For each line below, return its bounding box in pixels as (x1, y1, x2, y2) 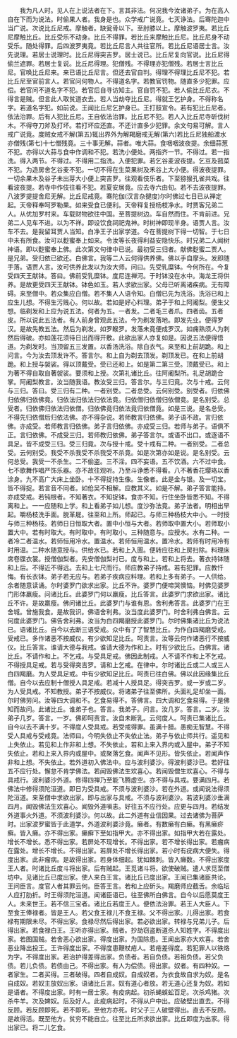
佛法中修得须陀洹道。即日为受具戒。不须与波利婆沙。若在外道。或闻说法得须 (7, 785, 230, 792)
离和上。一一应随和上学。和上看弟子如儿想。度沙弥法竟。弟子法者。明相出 (7, 502, 224, 509)
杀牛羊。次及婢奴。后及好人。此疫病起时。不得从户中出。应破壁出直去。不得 (7, 997, 230, 1005)
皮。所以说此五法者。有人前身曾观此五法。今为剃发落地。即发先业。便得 (7, 316, 217, 324)
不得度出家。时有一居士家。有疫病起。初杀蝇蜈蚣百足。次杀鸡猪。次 (31, 988, 230, 996)
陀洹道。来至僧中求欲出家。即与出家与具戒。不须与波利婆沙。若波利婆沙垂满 (7, 793, 230, 802)
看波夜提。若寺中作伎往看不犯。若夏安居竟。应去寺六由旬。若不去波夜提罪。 (7, 183, 230, 191)
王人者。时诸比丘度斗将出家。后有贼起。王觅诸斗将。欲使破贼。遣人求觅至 (7, 864, 224, 872)
